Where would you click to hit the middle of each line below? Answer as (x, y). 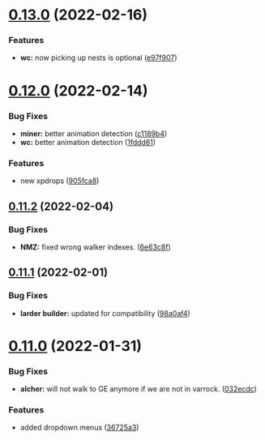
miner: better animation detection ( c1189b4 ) (94, 133)
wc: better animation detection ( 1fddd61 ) (88, 142)
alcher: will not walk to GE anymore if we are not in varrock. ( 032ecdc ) (139, 389)
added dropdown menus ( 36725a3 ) (79, 428)
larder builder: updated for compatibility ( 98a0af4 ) (105, 313)
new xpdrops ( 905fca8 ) (60, 181)
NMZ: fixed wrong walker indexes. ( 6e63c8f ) (96, 247)
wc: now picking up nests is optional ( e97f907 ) (98, 58)
